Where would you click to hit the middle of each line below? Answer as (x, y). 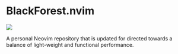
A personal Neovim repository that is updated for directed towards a (89, 38)
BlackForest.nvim (50, 11)
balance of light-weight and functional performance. (70, 45)
